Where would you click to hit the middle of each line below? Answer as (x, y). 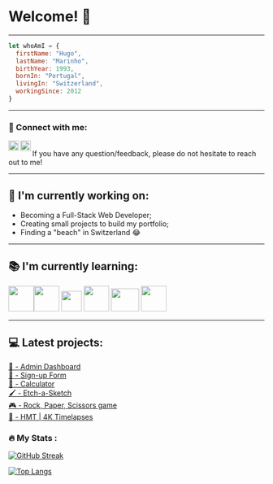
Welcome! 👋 (50, 17)
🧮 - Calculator (32, 384)
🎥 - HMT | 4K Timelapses (51, 416)
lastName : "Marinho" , (52, 61)
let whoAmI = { (34, 46)
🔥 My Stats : (33, 438)
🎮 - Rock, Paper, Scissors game (63, 405)
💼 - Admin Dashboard (45, 366)
